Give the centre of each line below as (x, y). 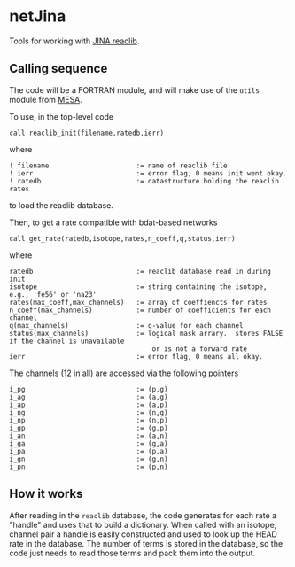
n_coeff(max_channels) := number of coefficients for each (140, 310)
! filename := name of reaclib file (118, 166)
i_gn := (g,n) (89, 459)
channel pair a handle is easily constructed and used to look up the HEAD (143, 534)
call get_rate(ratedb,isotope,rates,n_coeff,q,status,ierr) (123, 238)
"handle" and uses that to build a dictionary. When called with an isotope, (143, 524)
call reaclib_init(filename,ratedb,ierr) (87, 133)
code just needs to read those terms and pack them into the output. (132, 553)
